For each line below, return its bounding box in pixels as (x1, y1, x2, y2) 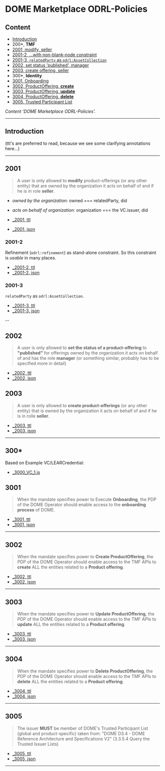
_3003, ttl (12, 631, 31, 637)
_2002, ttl (12, 370, 32, 376)
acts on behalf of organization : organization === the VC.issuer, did (12, 207, 148, 213)
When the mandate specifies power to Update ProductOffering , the (17, 611, 155, 617)
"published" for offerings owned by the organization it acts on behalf (17, 350, 158, 356)
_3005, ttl (12, 750, 31, 756)
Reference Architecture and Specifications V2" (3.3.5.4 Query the (17, 736, 150, 741)
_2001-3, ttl (12, 303, 35, 309)
